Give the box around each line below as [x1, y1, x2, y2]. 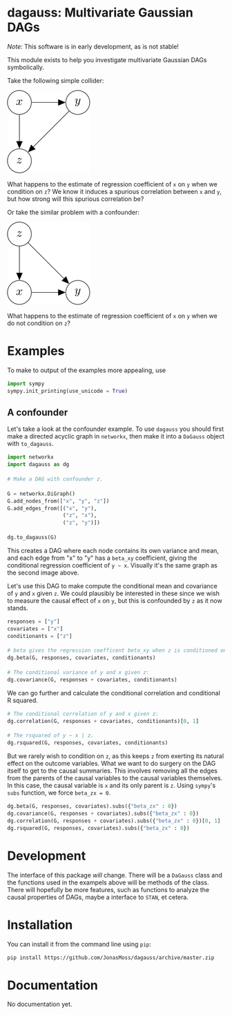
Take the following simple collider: [7, 76, 104, 84]
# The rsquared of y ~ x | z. [7, 732, 95, 739]
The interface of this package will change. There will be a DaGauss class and [7, 871, 223, 879]
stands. [7, 603, 29, 612]
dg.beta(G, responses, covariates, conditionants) [7, 655, 156, 661]
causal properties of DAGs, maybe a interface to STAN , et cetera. [7, 893, 188, 901]
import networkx [7, 454, 54, 461]
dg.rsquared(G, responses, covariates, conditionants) [7, 739, 168, 746]
